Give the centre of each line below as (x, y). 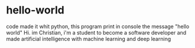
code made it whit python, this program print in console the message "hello (98, 26)
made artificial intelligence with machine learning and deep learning (89, 39)
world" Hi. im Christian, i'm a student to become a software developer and (96, 32)
